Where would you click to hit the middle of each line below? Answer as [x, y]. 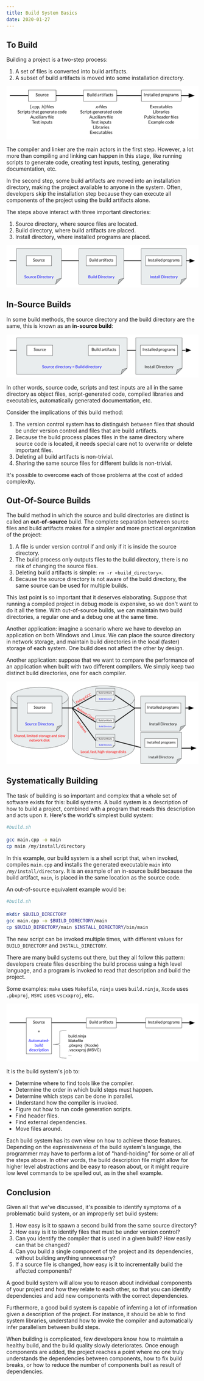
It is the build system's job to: [43, 1072]
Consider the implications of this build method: [65, 412]
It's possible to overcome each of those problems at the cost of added [94, 475]
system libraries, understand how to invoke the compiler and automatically [100, 1320]
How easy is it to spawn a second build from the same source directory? [106, 1225]
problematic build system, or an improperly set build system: [82, 1213]
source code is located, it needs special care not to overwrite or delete [104, 443]
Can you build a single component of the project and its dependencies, [104, 1251]
